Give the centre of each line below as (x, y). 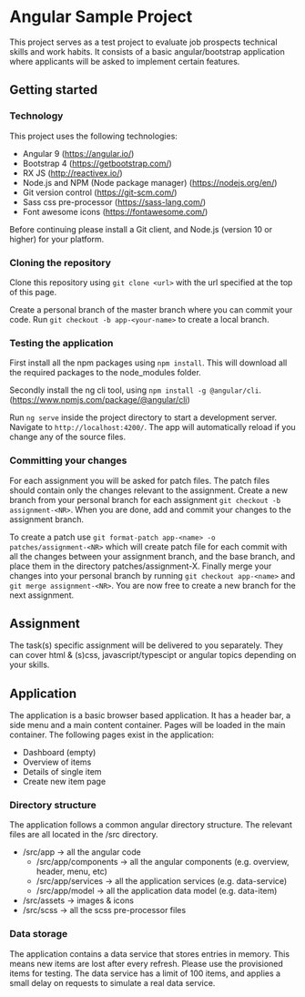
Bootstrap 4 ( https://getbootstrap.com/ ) (97, 163)
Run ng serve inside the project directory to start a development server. (143, 417)
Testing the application (61, 343)
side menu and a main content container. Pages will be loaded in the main (147, 725)
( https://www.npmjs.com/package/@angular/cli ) (100, 400)
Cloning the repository (60, 262)
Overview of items (57, 762)
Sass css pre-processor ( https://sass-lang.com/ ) (114, 201)
